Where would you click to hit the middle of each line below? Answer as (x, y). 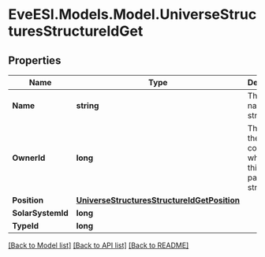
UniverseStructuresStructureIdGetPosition (158, 200)
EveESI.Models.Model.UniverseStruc (132, 15)
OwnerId (29, 158)
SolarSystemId (40, 213)
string (88, 106)
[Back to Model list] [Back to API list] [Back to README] (99, 245)
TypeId (26, 226)
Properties (35, 60)
